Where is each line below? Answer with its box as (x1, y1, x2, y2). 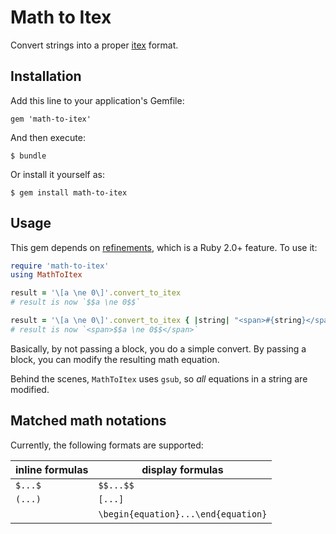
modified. (10, 383, 50, 395)
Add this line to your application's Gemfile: (10, 94, 185, 106)
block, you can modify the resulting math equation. (10, 353, 220, 365)
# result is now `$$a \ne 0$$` (10, 297, 141, 308)
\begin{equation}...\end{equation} (98, 508, 268, 520)
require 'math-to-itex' (10, 261, 110, 271)
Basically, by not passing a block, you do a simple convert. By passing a (10, 342, 307, 355)
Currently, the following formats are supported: (10, 439, 204, 451)
